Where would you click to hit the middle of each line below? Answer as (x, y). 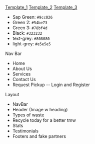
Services (21, 74)
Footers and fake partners (39, 136)
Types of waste (28, 115)
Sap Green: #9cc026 (32, 17)
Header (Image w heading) (40, 110)
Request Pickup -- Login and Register (51, 85)
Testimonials (25, 131)
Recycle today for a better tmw (44, 120)
